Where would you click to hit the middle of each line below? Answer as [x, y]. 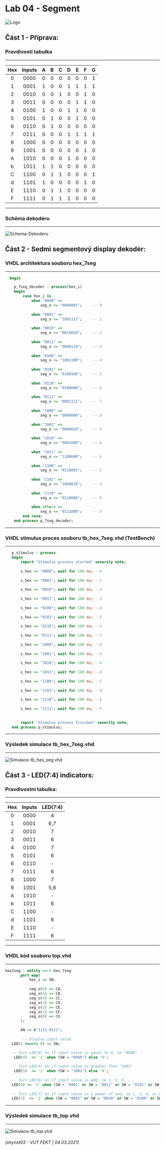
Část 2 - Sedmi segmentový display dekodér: [75, 249]
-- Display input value [47, 1039]
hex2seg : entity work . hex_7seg [38, 970]
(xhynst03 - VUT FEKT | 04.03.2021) [42, 1143]
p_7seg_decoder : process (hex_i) [48, 287]
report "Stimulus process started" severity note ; [73, 562]
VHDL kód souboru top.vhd [38, 956]
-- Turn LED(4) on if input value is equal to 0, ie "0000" [74, 1053]
